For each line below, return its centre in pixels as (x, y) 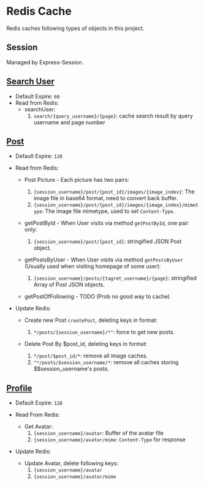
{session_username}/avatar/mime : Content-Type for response (109, 439)
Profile (19, 388)
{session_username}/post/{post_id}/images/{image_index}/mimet (116, 205)
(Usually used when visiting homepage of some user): (93, 266)
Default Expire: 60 (37, 96)
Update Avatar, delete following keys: (71, 463)
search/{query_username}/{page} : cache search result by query (113, 116)
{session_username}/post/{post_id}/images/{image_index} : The (114, 192)
